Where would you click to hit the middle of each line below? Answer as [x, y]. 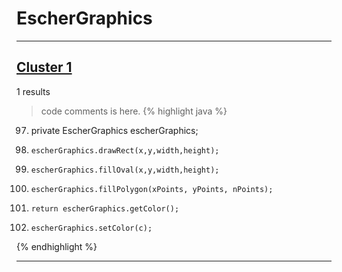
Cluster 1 [44, 67]
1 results [33, 91]
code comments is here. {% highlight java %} [134, 111]
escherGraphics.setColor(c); [91, 228]
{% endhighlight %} [57, 246]
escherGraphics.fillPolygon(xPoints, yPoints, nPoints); [152, 189]
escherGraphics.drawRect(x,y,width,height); [125, 150]
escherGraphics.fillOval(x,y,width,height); [125, 170]
